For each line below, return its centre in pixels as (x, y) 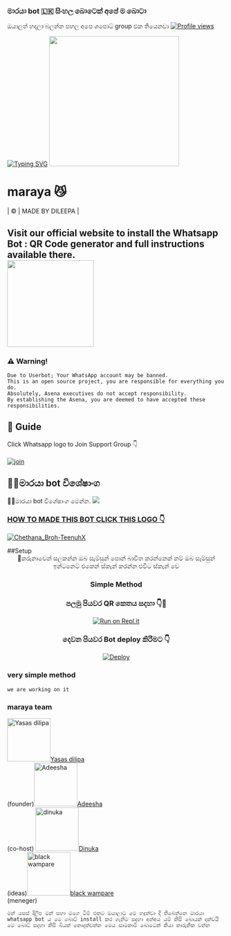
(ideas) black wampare (61, 893)
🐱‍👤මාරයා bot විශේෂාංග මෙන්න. (49, 501)
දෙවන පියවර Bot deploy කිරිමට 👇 (116, 639)
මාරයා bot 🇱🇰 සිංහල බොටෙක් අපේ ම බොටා (77, 11)
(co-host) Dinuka (53, 848)
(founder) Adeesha (55, 804)
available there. (41, 255)
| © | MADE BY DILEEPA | (43, 211)
